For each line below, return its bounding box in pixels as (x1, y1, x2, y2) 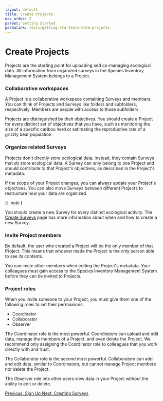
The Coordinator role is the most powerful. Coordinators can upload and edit (5, 331, 159, 337)
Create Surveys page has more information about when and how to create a (5, 214, 157, 220)
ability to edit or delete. (5, 381, 52, 387)
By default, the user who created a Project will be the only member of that (5, 243, 153, 249)
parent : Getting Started (5, 21, 55, 26)
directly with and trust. (5, 346, 50, 352)
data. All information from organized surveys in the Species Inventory (5, 68, 144, 74)
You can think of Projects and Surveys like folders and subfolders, (5, 101, 137, 107)
